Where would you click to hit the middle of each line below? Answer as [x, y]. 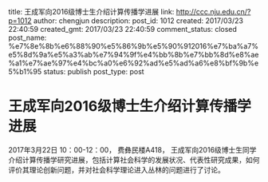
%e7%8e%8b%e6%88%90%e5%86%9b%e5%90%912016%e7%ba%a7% [134, 46]
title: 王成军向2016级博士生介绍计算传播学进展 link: [91, 12]
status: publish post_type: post [94, 71]
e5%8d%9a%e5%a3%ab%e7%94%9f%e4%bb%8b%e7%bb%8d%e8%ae [134, 55]
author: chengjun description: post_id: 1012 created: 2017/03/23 [138, 21]
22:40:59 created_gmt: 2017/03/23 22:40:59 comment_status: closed [123, 29]
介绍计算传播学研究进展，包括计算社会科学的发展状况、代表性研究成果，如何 [134, 160]
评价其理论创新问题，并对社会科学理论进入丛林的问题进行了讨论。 [116, 169]
